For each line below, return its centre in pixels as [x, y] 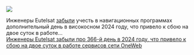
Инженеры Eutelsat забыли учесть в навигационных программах [89, 20]
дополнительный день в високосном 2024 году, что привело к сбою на [97, 27]
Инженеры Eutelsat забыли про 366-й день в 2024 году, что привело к [96, 39]
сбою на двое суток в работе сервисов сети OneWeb [74, 46]
